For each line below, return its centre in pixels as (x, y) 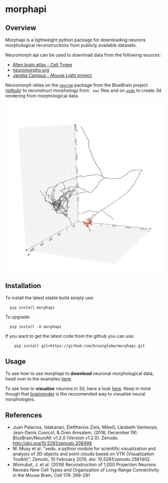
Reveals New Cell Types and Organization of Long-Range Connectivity (86, 470)
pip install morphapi (32, 308)
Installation (23, 286)
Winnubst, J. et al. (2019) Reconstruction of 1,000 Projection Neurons (84, 465)
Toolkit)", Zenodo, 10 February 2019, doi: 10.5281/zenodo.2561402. (82, 459)
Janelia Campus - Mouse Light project (52, 75)
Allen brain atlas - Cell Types (42, 65)
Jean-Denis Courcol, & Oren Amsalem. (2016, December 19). (75, 433)
